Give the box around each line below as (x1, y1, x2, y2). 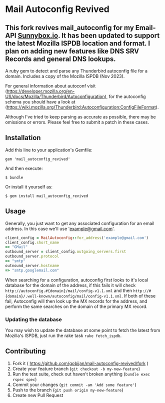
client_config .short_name (5, 240, 59, 245)
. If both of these (121, 292, 156, 298)
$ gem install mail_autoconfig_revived (5, 193, 88, 198)
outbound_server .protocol (5, 254, 59, 259)
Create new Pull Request (12, 392, 63, 398)
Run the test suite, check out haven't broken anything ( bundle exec (12, 371, 150, 377)
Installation (5, 133, 41, 142)
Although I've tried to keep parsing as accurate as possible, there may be (5, 114, 156, 119)
